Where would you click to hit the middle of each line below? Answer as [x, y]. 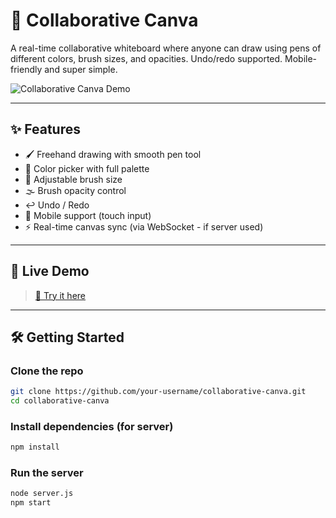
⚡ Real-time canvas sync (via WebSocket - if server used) [144, 226]
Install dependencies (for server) [92, 426]
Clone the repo [47, 371]
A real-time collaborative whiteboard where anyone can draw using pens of [166, 48]
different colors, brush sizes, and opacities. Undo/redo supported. [146, 58]
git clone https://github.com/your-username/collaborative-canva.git [158, 392]
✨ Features [45, 129]
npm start [31, 503]
